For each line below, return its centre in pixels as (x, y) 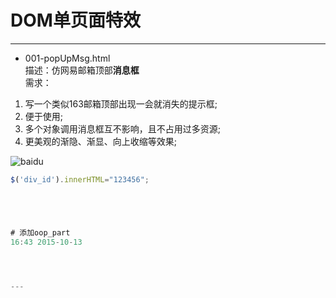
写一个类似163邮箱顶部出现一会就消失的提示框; (121, 103)
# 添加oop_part (40, 232)
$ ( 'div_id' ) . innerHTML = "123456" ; (80, 179)
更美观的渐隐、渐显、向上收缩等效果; (101, 141)
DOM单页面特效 (75, 20)
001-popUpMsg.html (67, 58)
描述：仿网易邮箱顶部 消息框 (82, 70)
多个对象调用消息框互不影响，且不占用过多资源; (123, 128)
